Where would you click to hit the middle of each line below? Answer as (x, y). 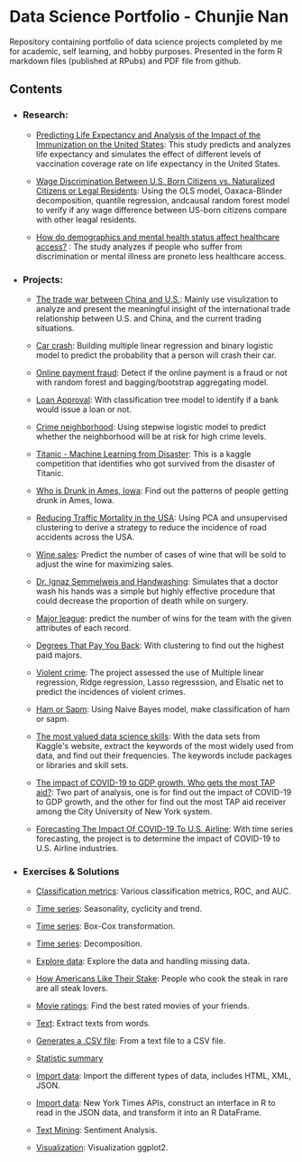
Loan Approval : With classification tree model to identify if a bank (157, 399)
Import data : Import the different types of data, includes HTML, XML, (163, 1076)
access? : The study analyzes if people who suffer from (139, 247)
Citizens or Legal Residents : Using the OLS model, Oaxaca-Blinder (159, 191)
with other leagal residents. (87, 220)
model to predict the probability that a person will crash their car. (156, 355)
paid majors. (59, 655)
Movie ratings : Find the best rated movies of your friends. (142, 1006)
